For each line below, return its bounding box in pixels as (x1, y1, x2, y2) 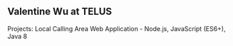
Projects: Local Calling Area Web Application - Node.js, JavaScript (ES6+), (7, 24, 226, 33)
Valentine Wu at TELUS (7, 6, 113, 18)
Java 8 (7, 32, 27, 40)
